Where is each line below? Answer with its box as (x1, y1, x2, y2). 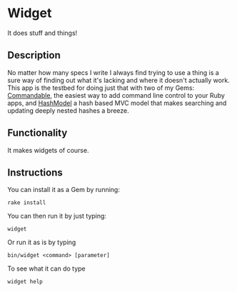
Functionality (7, 127, 68, 139)
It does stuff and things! (7, 29, 78, 37)
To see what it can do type (7, 264, 86, 273)
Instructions (7, 166, 63, 178)
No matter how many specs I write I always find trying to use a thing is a (7, 68, 219, 76)
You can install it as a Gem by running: (7, 186, 120, 194)
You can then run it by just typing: (7, 212, 107, 221)
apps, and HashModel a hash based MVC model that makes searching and (7, 99, 227, 107)
